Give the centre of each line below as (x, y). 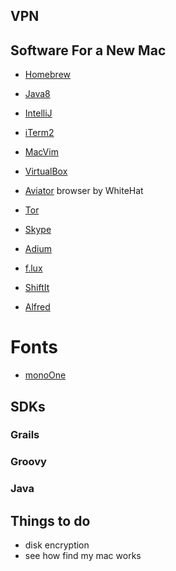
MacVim (41, 152)
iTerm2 (39, 133)
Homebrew (47, 75)
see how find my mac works (83, 556)
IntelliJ (38, 113)
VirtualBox (46, 171)
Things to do (50, 520)
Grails (25, 435)
